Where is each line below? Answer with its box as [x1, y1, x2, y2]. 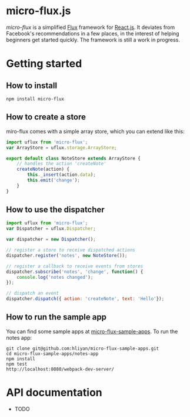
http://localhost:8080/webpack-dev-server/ [6, 366, 115, 372]
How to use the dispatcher [6, 205, 105, 215]
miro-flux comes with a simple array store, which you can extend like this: [6, 128, 185, 135]
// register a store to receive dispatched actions [6, 247, 135, 253]
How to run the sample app [6, 312, 107, 322]
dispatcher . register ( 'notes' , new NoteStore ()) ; [6, 252, 128, 258]
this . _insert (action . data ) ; [27, 172, 96, 178]
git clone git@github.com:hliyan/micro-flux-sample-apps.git [6, 346, 159, 351]
